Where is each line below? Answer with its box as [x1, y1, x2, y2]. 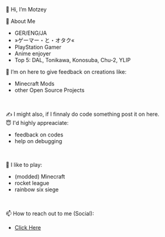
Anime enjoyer [14, 50, 51, 57]
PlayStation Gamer [14, 43, 61, 51]
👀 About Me [5, 18, 36, 24]
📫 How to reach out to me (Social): [5, 210, 94, 217]
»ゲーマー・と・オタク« [14, 37, 75, 44]
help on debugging [14, 138, 62, 144]
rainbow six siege [14, 186, 59, 193]
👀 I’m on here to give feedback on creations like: [5, 68, 127, 76]
